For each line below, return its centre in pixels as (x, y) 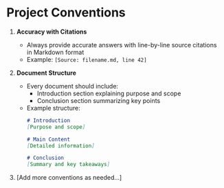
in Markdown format (55, 52)
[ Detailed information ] (61, 145)
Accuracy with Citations (52, 32)
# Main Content (48, 139)
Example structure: (53, 108)
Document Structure (46, 73)
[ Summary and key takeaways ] (68, 165)
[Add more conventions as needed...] (69, 178)
